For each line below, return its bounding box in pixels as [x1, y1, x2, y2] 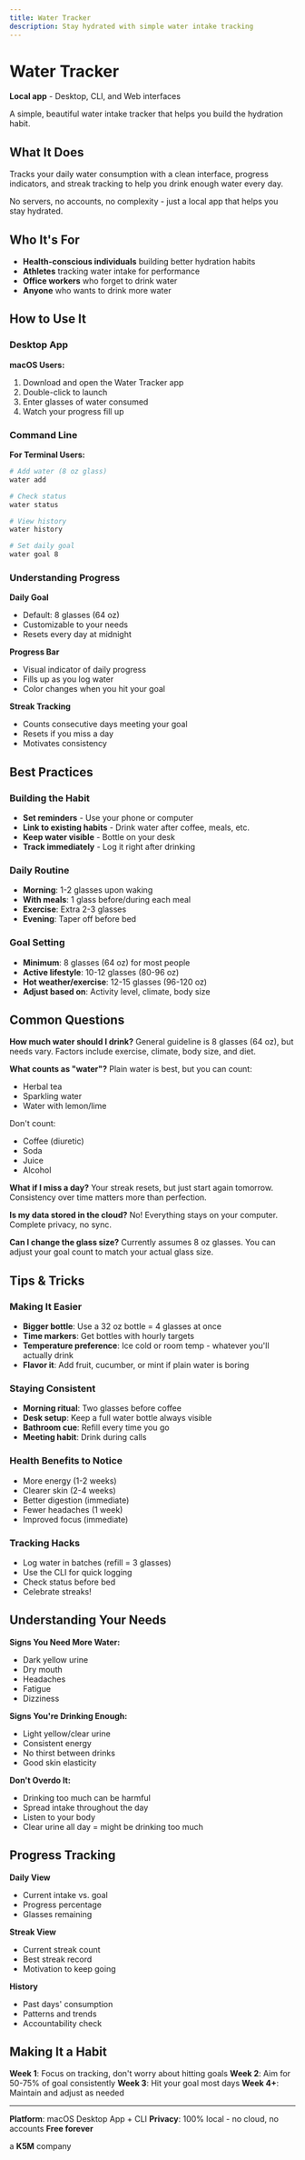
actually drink [22, 1350, 74, 1361]
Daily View [9, 1872, 52, 1883]
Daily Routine [9, 864, 70, 876]
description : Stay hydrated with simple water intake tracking [9, 22, 254, 31]
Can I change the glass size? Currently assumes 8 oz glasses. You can [9, 1237, 276, 1248]
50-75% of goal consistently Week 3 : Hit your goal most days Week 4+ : [9, 2078, 280, 2089]
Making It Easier [9, 1300, 83, 1313]
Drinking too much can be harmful [22, 1792, 152, 1803]
